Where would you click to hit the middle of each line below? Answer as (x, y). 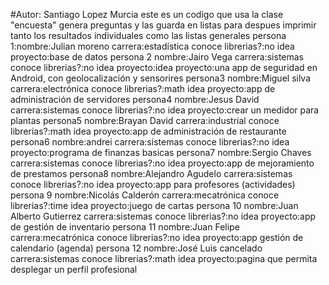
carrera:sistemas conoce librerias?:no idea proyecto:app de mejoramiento (162, 163)
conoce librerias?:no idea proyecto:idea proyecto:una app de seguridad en (164, 67)
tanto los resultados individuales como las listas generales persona (148, 35)
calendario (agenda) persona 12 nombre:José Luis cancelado (136, 248)
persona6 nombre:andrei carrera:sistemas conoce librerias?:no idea (150, 142)
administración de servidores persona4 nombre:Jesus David (135, 99)
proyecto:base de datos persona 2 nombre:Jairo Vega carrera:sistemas (157, 57)
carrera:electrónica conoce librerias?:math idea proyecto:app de (143, 88)
